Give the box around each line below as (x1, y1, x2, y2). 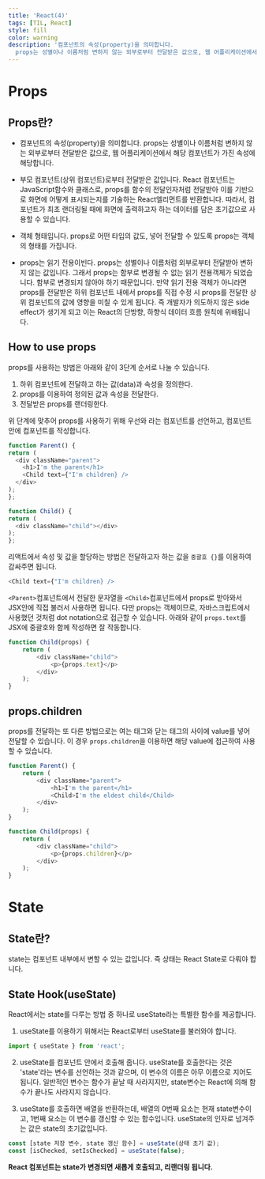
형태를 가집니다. (28, 241, 77, 250)
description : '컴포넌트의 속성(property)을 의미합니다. (8, 41, 174, 49)
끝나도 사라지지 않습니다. (34, 1086, 111, 1096)
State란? (8, 931, 50, 945)
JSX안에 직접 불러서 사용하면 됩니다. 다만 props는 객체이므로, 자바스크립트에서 (8, 603, 251, 613)
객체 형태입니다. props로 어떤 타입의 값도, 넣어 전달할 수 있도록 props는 (19, 231, 241, 240)
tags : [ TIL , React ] (8, 19, 73, 27)
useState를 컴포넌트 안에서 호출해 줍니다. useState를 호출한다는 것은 (19, 1057, 233, 1067)
